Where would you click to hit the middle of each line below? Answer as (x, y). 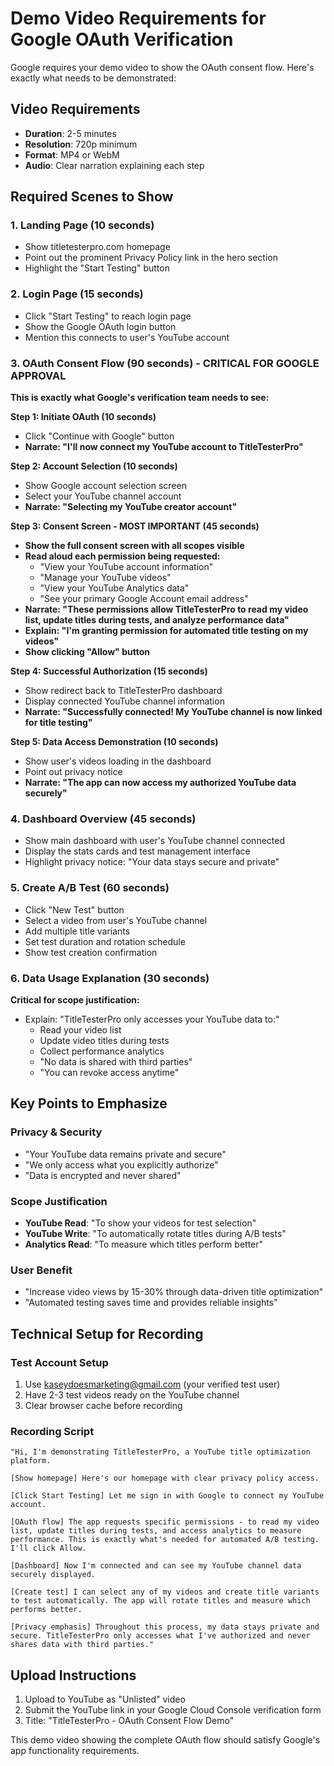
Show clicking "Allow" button (87, 652)
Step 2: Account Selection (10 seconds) (94, 466)
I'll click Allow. (48, 1548)
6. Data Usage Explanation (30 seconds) (110, 978)
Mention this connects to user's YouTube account (127, 337)
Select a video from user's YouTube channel (116, 920)
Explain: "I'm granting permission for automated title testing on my (166, 631)
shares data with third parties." (82, 1645)
